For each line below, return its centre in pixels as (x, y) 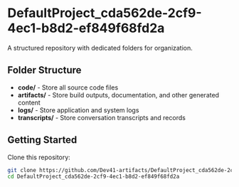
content (29, 102)
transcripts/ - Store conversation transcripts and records (102, 117)
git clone (22, 170)
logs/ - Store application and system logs (78, 110)
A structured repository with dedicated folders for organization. (100, 48)
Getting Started (42, 140)
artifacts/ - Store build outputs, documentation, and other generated (118, 95)
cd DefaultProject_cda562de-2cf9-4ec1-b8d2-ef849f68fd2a (94, 177)
